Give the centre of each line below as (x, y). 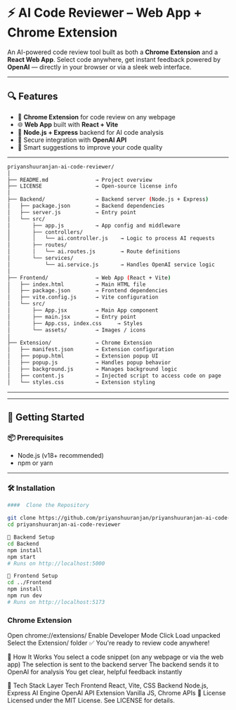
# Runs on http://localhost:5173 (56, 602)
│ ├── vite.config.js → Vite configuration (83, 297)
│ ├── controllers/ (45, 232)
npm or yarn (35, 463)
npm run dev (25, 596)
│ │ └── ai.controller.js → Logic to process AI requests (111, 239)
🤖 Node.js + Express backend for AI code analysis (90, 132)
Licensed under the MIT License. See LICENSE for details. (91, 701)
